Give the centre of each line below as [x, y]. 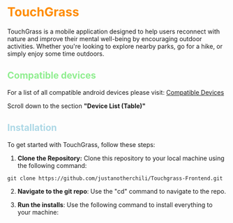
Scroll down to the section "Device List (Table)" [77, 106]
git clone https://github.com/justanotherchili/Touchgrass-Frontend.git [115, 178]
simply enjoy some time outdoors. [56, 54]
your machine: [38, 212]
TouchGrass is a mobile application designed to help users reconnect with [114, 31]
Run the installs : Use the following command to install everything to [115, 205]
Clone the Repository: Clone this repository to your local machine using [121, 158]
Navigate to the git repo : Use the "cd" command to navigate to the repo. [122, 191]
